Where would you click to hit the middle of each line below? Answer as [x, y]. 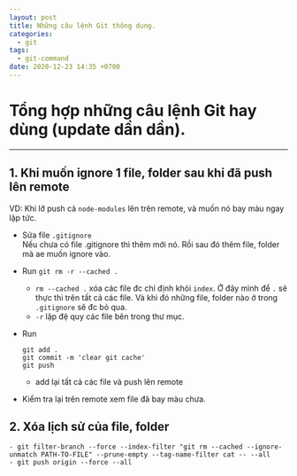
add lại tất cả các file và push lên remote [109, 381]
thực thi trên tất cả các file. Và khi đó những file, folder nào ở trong [156, 297]
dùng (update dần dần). [97, 130]
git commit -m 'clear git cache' [84, 357]
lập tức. [23, 217]
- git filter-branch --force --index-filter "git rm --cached [126, 447]
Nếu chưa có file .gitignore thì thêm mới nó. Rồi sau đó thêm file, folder [151, 244]
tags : [19, 51]
